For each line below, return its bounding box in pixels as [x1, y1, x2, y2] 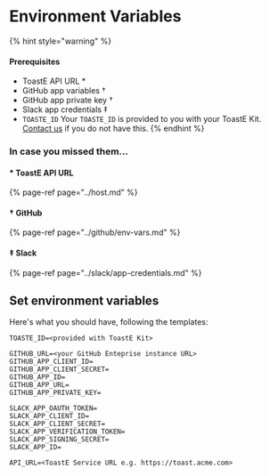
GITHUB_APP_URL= [9, 381, 70, 390]
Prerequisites [9, 56, 61, 67]
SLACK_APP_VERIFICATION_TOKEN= [9, 427, 126, 437]
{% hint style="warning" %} [9, 36, 112, 46]
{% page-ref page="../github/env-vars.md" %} [9, 227, 181, 238]
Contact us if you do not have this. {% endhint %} [21, 123, 205, 134]
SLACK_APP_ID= [9, 443, 62, 452]
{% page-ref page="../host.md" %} [9, 187, 138, 198]
